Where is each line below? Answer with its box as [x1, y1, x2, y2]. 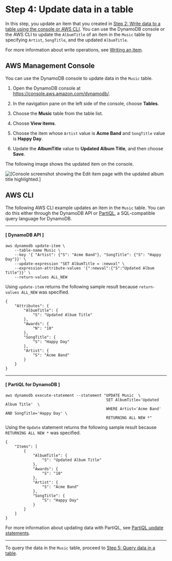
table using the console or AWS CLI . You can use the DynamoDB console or [5, 26, 165, 32]
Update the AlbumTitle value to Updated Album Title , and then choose [12, 145, 164, 151]
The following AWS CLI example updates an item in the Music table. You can [5, 205, 165, 211]
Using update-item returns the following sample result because [5, 283, 138, 289]
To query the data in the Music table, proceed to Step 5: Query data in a [5, 545, 156, 551]
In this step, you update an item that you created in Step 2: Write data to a [5, 20, 161, 27]
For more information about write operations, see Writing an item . [5, 47, 143, 53]
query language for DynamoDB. [5, 215, 72, 221]
